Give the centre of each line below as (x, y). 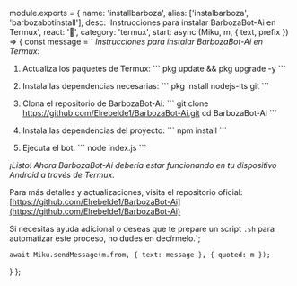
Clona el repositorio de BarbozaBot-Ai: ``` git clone (115, 103)
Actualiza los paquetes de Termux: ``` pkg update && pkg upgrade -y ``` (154, 68)
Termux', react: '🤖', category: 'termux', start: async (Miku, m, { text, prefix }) (149, 32)
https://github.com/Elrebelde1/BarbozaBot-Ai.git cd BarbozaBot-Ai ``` (150, 113)
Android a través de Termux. (62, 175)
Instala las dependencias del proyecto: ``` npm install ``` (124, 130)
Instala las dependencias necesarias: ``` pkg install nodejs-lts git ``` (145, 86)
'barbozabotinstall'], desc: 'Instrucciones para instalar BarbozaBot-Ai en (143, 22)
